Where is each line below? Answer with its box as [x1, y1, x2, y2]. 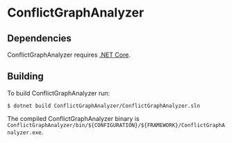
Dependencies [7, 32, 72, 44]
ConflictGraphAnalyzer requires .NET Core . [7, 50, 131, 59]
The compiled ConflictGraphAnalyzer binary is [7, 114, 140, 122]
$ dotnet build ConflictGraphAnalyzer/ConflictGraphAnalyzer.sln [7, 102, 200, 109]
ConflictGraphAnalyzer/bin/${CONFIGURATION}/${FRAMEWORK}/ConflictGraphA [7, 122, 226, 128]
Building [7, 70, 44, 82]
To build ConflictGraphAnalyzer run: [7, 88, 110, 97]
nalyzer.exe [7, 129, 42, 136]
